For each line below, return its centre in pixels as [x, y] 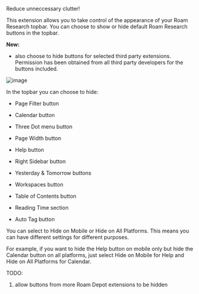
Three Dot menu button [44, 127]
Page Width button [38, 138]
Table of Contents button [45, 196]
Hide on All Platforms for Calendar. [49, 261]
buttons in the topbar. [33, 33]
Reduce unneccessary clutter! [43, 9]
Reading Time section [42, 208]
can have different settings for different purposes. [68, 237]
